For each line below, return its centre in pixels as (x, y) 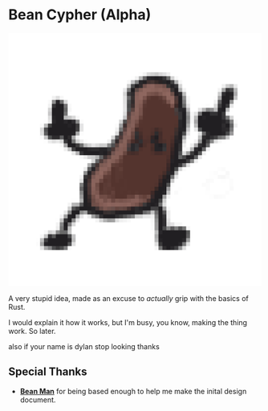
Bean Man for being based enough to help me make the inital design (133, 391)
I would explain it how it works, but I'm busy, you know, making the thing (128, 322)
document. (38, 400)
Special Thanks (48, 372)
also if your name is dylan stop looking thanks (84, 346)
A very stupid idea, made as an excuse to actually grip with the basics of (128, 298)
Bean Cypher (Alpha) (80, 15)
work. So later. (32, 331)
